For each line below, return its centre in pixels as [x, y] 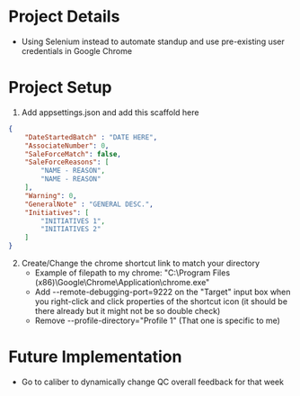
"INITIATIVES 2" [71, 229]
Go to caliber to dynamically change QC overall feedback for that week [153, 382]
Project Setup [61, 88]
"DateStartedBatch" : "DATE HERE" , [91, 137]
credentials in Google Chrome [76, 50]
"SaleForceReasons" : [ [67, 162]
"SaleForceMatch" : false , [73, 154]
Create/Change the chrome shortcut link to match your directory [141, 263]
